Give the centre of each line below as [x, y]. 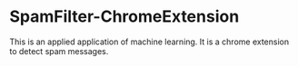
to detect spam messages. [59, 51]
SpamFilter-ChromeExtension [124, 17]
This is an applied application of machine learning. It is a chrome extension [149, 42]
